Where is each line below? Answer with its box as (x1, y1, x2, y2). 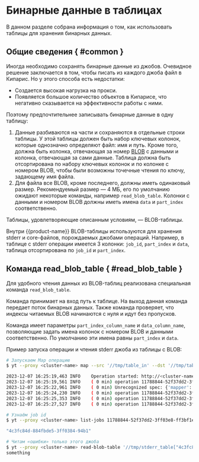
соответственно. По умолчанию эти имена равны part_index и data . (6, 334, 179, 341)
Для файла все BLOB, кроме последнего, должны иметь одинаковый (14, 179, 191, 186)
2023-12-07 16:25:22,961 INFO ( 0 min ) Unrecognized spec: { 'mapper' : (6, 385, 192, 391)
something (6, 450, 31, 455)
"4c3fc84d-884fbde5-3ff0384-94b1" (6, 428, 92, 434)
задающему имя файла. (14, 173, 75, 180)
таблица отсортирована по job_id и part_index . (6, 246, 126, 253)
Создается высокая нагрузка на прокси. (14, 87, 117, 94)
